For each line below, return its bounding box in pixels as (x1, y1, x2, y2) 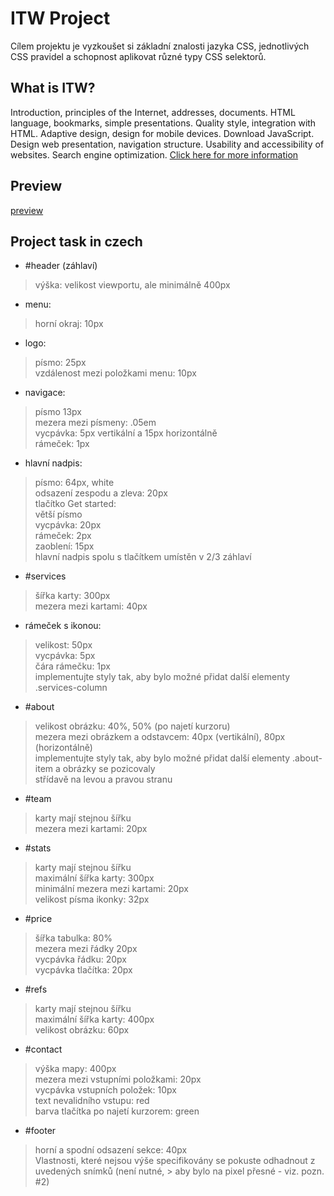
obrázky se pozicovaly (62, 763, 156, 775)
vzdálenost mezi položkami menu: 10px (34, 367, 197, 379)
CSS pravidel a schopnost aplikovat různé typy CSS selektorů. (10, 50, 267, 62)
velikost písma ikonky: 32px (34, 893, 150, 906)
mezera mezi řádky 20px (34, 943, 138, 955)
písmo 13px (34, 406, 82, 418)
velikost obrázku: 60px (34, 1024, 130, 1036)
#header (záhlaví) (24, 260, 98, 272)
